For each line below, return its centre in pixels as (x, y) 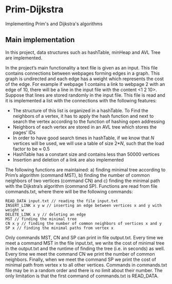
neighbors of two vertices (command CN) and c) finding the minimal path (83, 181)
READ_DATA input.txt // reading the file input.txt (62, 201)
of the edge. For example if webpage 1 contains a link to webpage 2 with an (85, 84)
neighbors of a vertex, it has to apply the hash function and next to (83, 116)
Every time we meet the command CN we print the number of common (80, 254)
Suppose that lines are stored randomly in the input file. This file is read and (85, 95)
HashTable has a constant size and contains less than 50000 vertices (86, 154)
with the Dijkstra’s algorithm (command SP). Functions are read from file (81, 186)
